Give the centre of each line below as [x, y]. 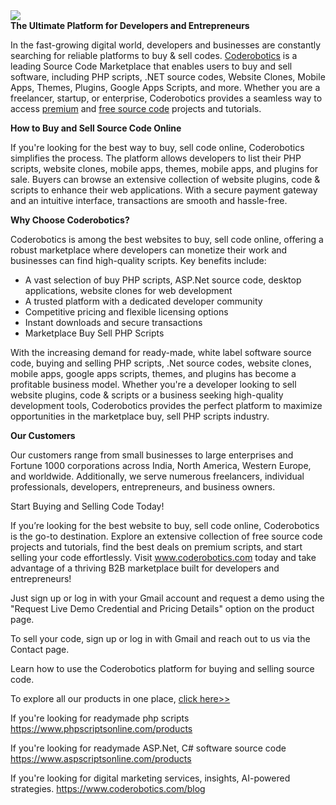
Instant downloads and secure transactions [113, 322]
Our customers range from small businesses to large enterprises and [152, 455]
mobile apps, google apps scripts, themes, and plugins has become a [153, 373]
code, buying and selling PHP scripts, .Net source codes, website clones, [161, 363]
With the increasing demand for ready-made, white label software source [161, 352]
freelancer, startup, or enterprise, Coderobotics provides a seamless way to [166, 98]
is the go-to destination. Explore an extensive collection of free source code [166, 536]
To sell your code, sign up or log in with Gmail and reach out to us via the [160, 638]
